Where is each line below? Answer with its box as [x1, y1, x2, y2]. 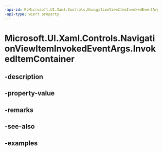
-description [4, 73, 43, 81]
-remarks [4, 106, 34, 114]
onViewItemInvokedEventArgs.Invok [4, 43, 156, 54]
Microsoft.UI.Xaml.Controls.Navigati [4, 33, 155, 44]
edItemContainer [4, 53, 75, 64]
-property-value [4, 89, 55, 97]
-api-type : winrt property [4, 12, 59, 17]
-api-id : [4, 7, 22, 12]
